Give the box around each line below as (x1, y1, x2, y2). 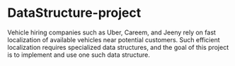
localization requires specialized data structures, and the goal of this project (7, 43, 229, 51)
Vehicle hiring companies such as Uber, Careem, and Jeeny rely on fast (7, 28, 216, 37)
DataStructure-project (7, 5, 142, 21)
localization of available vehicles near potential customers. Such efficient (7, 35, 221, 44)
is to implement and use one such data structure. (7, 51, 151, 59)
